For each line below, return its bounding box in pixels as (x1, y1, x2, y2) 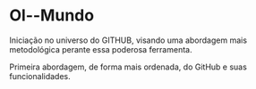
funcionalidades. (9, 70, 72, 81)
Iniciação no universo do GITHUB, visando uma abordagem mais (9, 35, 248, 45)
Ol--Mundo (9, 5, 95, 26)
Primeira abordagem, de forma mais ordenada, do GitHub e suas (9, 61, 248, 72)
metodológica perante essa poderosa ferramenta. (9, 44, 192, 54)
